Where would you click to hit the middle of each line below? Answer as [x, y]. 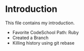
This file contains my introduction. [40, 23]
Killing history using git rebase [43, 43]
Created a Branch [30, 38]
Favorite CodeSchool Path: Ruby [45, 32]
